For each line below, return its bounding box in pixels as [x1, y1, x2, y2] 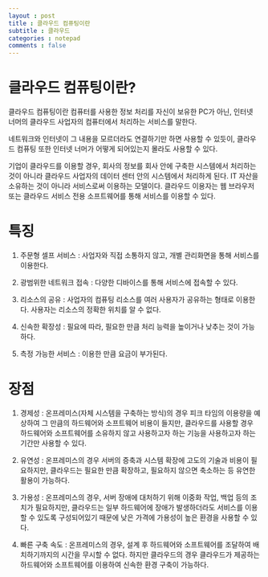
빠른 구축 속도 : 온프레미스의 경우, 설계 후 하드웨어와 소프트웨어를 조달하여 [19, 539, 251, 549]
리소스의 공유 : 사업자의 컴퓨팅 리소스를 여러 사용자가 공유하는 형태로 [19, 295, 234, 304]
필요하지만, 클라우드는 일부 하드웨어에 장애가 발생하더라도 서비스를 [35, 502, 243, 512]
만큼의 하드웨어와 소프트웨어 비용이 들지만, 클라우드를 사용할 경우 [50, 418, 254, 428]
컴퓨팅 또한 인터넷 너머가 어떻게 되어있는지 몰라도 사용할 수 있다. [16, 144, 218, 153]
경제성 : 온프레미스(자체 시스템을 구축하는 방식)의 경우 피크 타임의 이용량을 [19, 407, 253, 418]
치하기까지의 [19, 550, 60, 559]
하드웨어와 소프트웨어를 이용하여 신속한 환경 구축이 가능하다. [19, 559, 209, 569]
